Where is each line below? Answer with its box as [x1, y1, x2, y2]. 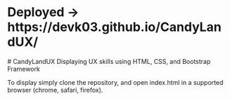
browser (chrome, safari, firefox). [7, 86, 103, 94]
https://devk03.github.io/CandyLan [7, 19, 222, 35]
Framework [7, 65, 40, 73]
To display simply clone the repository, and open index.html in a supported [7, 78, 224, 86]
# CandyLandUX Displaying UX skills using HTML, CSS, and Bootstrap [7, 57, 211, 65]
